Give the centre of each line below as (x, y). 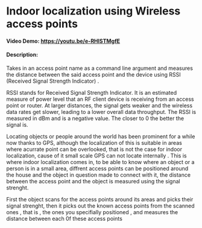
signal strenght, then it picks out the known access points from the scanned (100, 206)
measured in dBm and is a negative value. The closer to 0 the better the (95, 118)
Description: (22, 55)
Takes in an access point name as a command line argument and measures (99, 68)
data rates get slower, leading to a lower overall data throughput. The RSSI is (101, 112)
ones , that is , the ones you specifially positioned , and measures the (92, 212)
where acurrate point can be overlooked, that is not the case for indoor (94, 149)
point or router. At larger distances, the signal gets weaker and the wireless (99, 105)
